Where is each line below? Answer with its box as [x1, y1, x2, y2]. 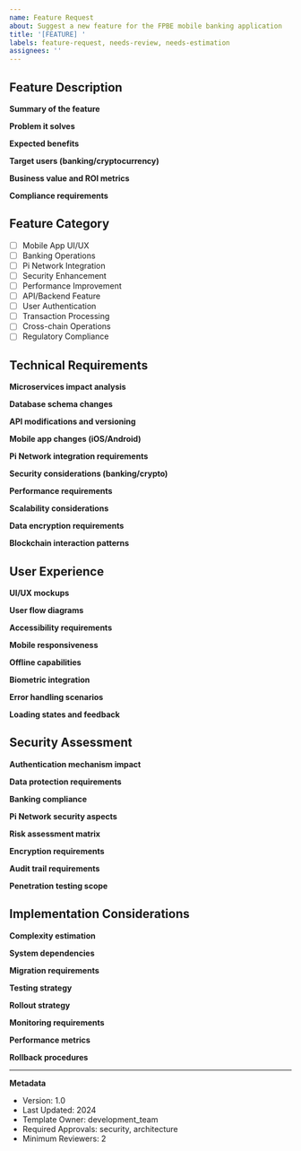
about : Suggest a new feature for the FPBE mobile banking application [9, 22, 282, 30]
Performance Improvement [21, 281, 123, 291]
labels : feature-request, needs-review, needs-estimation [9, 38, 230, 48]
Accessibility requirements [9, 622, 113, 633]
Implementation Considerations [9, 906, 190, 922]
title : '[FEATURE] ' [9, 30, 87, 39]
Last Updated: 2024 [21, 1104, 97, 1115]
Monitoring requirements [9, 1017, 105, 1027]
